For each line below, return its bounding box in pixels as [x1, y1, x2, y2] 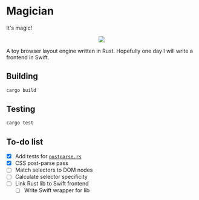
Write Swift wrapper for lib [24, 187, 90, 194]
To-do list [6, 137, 44, 147]
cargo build [6, 87, 36, 93]
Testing [6, 104, 36, 114]
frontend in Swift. [6, 53, 50, 61]
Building [6, 71, 38, 82]
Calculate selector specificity [15, 173, 88, 181]
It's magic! [6, 24, 33, 31]
